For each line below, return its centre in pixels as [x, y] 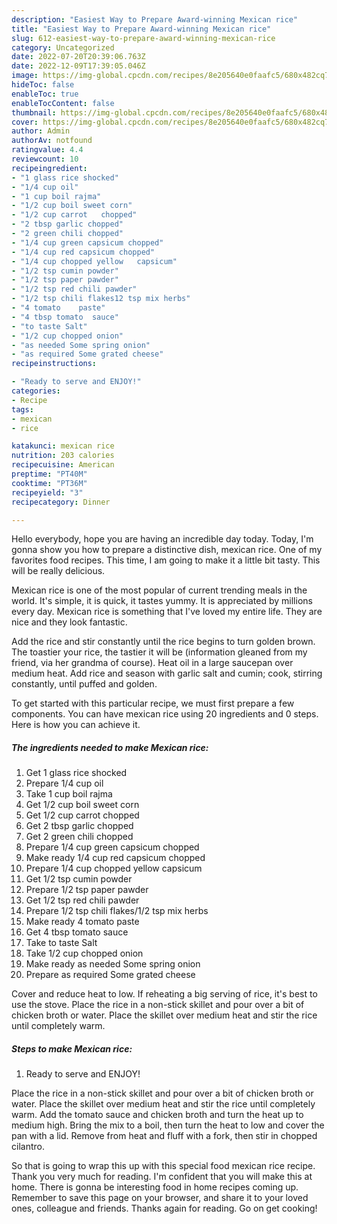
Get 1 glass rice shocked [76, 773]
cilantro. [28, 1147]
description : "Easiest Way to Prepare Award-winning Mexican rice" [155, 19]
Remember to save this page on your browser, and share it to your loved [160, 1198]
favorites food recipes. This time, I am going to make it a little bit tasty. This [166, 560]
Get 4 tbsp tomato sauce [77, 932]
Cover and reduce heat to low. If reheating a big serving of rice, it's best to [164, 994]
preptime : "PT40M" [49, 474]
